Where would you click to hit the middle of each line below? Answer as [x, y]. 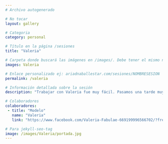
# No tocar [16, 19]
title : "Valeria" [23, 51]
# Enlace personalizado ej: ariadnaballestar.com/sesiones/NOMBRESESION [82, 74]
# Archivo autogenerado [30, 10]
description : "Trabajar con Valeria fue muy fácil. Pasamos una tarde [80, 92]
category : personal [25, 37]
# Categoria [17, 33]
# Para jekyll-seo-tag [29, 129]
